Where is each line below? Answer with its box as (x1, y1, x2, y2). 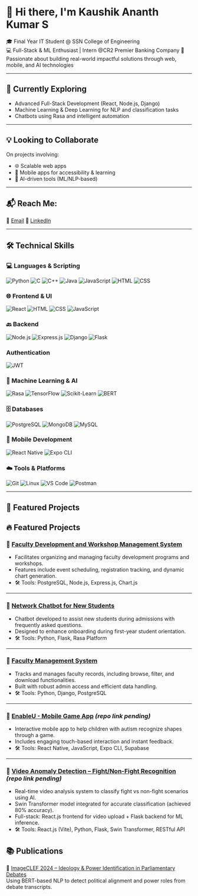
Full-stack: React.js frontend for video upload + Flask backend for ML (14, 813, 184, 820)
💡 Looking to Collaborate (6, 135, 99, 145)
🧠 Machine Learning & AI (6, 376, 78, 385)
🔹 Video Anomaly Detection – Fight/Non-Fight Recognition (6, 767, 176, 775)
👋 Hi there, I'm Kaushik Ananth (6, 5, 159, 19)
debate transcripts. (6, 884, 52, 891)
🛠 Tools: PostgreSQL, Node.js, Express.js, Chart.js (14, 579, 138, 586)
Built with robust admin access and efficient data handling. (14, 683, 157, 690)
